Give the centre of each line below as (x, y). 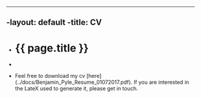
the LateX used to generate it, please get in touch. (77, 88)
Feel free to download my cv (50, 76)
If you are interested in (162, 82)
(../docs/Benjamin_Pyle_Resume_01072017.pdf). (74, 82)
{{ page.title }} (51, 48)
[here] (94, 76)
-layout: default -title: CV (54, 22)
